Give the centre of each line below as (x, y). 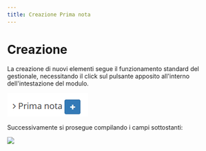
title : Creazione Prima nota (49, 14)
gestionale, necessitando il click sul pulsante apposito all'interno (99, 76)
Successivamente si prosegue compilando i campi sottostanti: (95, 127)
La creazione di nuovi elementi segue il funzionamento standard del (103, 68)
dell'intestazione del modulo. (48, 83)
